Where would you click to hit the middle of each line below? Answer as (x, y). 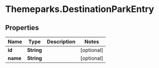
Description (61, 42)
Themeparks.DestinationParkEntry (80, 9)
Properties (22, 28)
